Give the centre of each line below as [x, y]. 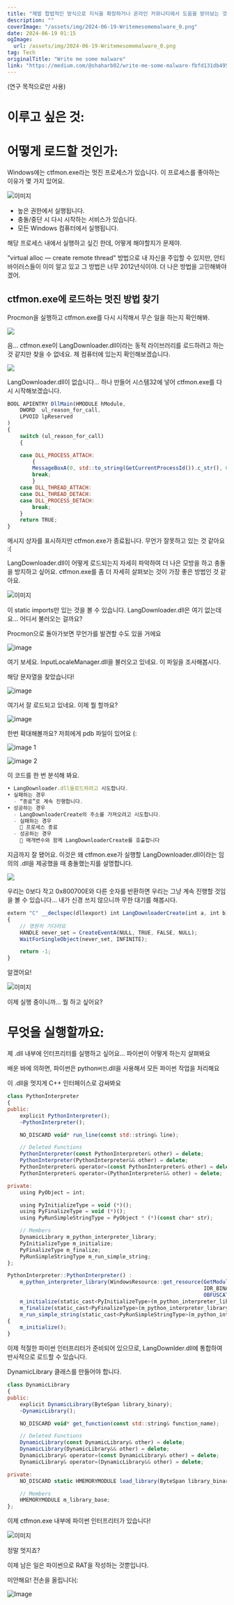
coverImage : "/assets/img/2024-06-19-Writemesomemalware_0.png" [102, 27]
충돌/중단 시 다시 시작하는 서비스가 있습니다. [77, 219]
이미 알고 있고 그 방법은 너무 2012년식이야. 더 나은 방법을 [120, 266]
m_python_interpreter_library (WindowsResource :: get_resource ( [112, 1282]
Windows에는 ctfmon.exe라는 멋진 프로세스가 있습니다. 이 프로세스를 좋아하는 [114, 172]
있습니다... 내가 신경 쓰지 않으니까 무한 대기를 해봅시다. [103, 900]
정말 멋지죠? [24, 1551]
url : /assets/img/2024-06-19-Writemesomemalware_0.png [95, 46]
